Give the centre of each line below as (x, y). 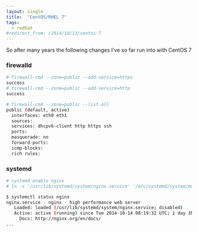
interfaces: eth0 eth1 (39, 115)
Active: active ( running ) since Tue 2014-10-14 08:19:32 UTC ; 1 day (100, 213)
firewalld (19, 65)
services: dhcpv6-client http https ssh (62, 126)
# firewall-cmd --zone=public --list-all (58, 104)
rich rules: (26, 153)
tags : (13, 22)
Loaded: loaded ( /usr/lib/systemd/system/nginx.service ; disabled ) (98, 208)
